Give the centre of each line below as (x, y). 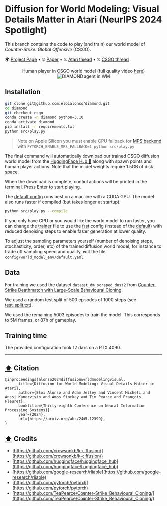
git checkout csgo (24, 113)
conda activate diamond (30, 122)
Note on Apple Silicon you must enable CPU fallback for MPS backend (89, 141)
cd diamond (16, 108)
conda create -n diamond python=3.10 (44, 118)
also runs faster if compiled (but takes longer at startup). (63, 202)
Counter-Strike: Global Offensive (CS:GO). (48, 49)
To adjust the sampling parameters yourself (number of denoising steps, (79, 241)
